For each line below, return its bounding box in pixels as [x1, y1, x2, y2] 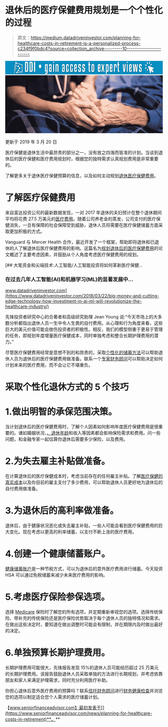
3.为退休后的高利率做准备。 [5, 505, 119, 516]
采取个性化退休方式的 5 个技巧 [5, 382, 129, 393]
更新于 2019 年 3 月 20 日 [5, 139, 57, 145]
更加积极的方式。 [9, 228, 45, 234]
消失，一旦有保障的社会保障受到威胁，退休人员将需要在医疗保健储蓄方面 [9, 222, 158, 228]
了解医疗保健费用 [5, 192, 76, 203]
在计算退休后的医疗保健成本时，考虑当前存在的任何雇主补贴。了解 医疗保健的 [5, 473, 163, 479]
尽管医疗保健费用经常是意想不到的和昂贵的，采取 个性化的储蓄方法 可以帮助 [5, 349, 158, 355]
